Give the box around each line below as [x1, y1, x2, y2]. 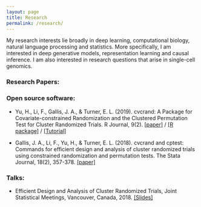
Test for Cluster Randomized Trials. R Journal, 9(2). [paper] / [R [15, 121, 174, 128]
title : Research [6, 15, 47, 21]
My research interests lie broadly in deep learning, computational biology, [6, 37, 190, 44]
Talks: [6, 174, 25, 182]
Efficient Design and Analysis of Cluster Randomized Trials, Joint [15, 187, 177, 194]
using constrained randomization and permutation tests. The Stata [15, 152, 180, 159]
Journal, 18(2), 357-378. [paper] [15, 158, 96, 166]
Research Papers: [6, 78, 60, 86]
